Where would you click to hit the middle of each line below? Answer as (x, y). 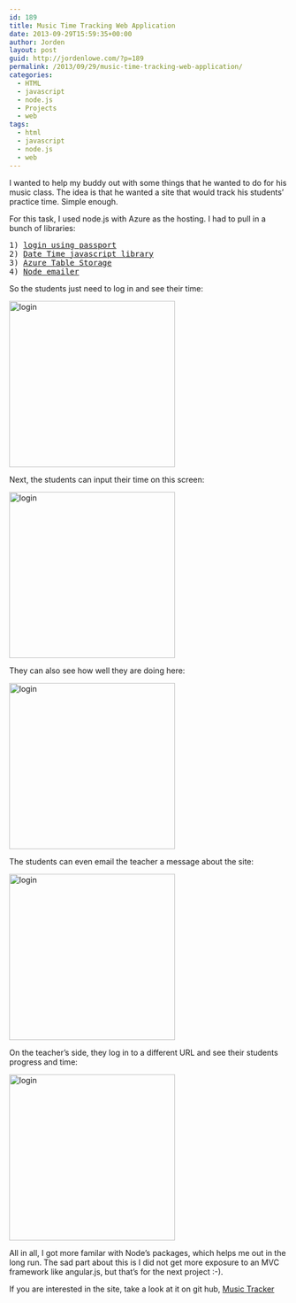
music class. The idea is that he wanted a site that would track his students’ (147, 192)
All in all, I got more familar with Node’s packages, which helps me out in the (148, 1253)
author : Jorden (37, 42)
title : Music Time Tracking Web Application (92, 26)
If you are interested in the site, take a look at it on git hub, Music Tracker (142, 1289)
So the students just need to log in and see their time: (106, 288)
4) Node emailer (44, 271)
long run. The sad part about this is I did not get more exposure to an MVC (144, 1262)
